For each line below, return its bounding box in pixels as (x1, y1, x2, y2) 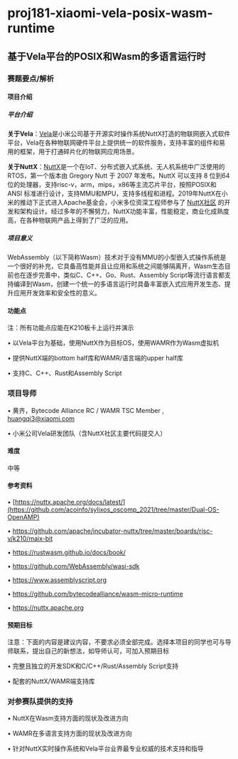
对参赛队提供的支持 (7, 697, 73, 707)
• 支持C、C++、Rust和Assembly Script (7, 369, 122, 377)
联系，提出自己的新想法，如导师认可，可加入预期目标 (13, 647, 169, 656)
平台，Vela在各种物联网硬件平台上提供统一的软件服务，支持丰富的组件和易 (7, 138, 226, 147)
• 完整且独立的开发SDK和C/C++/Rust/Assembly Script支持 (7, 662, 179, 671)
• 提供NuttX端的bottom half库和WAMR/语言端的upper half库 (7, 354, 183, 362)
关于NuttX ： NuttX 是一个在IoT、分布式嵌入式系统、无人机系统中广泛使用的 (7, 163, 225, 171)
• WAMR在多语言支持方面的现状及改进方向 (7, 729, 133, 738)
